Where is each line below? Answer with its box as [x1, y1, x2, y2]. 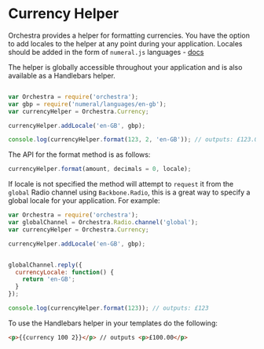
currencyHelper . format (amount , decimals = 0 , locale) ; [8, 165, 192, 173]
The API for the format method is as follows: [8, 150, 151, 159]
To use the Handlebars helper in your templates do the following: [8, 318, 218, 328]
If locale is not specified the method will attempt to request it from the [8, 180, 234, 189]
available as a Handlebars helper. [8, 71, 115, 80]
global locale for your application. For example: [8, 196, 160, 205]
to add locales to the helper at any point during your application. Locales [8, 38, 243, 48]
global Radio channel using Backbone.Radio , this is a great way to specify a [8, 187, 251, 197]
